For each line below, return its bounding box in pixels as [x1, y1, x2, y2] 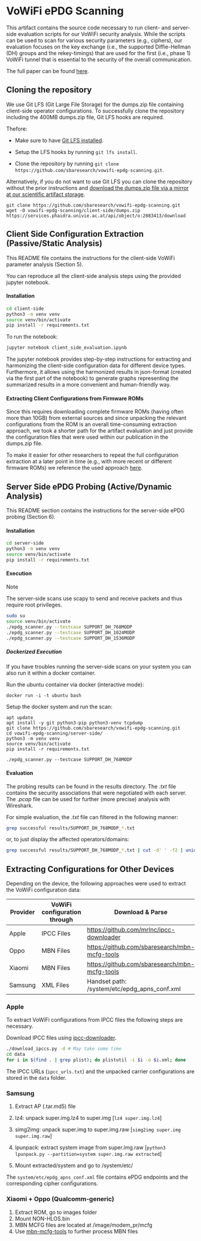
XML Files [41, 981, 70, 989]
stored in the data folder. [6, 1074, 67, 1082]
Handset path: [87, 977, 127, 986]
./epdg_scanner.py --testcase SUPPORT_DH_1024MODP [6, 629, 135, 636]
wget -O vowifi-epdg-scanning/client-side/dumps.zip [6, 207, 141, 213]
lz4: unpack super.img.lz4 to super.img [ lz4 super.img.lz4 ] [14, 1115, 162, 1122]
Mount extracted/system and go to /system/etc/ [14, 1162, 133, 1169]
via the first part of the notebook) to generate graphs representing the [6, 375, 179, 382]
